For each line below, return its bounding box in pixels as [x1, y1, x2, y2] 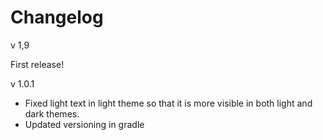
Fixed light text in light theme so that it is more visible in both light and [24, 97, 313, 109]
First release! [10, 58, 65, 70]
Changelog [10, 6, 104, 29]
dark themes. [24, 107, 80, 120]
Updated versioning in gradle [24, 118, 145, 130]
